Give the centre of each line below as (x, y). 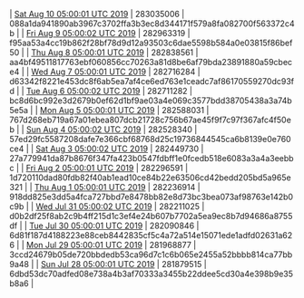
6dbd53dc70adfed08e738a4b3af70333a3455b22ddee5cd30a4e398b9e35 (151, 274)
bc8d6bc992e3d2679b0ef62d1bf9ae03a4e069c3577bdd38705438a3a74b (151, 101)
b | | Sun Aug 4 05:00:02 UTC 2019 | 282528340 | (103, 130)
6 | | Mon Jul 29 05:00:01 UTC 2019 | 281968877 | (103, 245)
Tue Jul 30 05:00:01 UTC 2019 (86, 226)
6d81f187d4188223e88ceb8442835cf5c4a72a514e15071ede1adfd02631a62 (151, 235)
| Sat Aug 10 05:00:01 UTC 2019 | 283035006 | (97, 14)
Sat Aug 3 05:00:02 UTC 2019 (92, 149)
